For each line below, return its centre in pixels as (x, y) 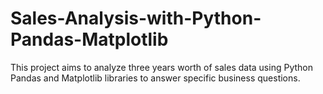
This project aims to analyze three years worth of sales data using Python (161, 67)
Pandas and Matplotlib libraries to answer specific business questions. (155, 78)
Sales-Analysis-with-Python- (136, 18)
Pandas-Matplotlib (89, 39)
